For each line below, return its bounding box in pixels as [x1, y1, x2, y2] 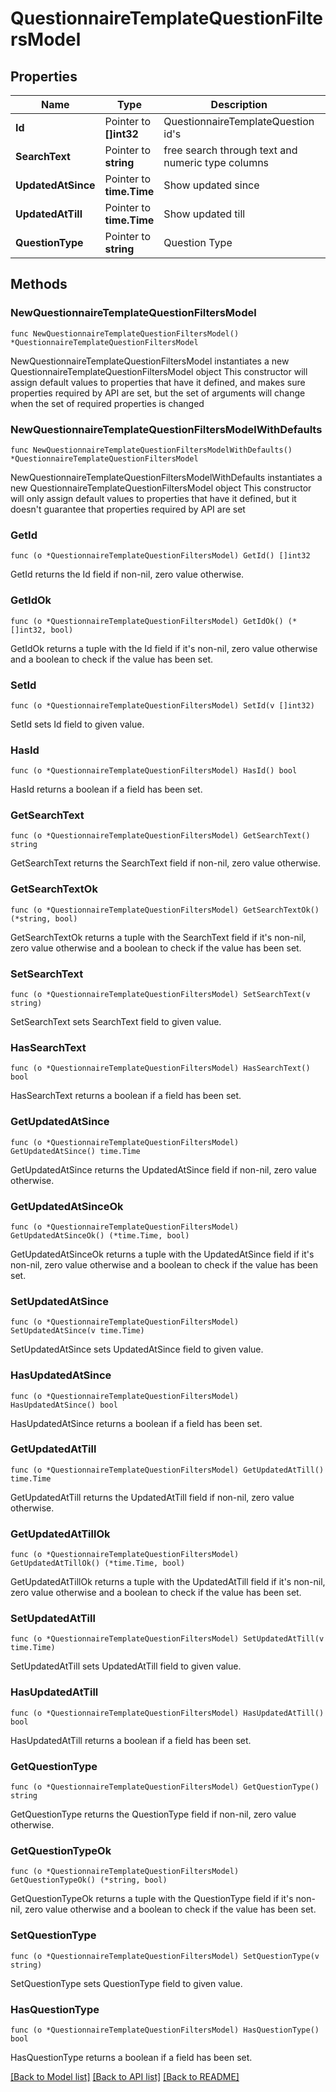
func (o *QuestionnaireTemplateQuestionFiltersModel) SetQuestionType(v [10, 1951, 320, 1961]
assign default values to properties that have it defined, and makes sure [10, 376, 306, 388]
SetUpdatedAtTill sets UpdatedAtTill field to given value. [10, 1660, 242, 1672]
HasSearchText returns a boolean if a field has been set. [10, 1090, 242, 1102]
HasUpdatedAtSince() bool [10, 1400, 118, 1410]
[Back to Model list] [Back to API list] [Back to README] [10, 2070, 240, 2082]
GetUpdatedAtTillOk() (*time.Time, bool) [10, 1558, 186, 1569]
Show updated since [163, 178, 260, 192]
